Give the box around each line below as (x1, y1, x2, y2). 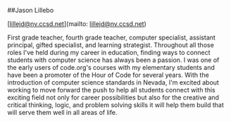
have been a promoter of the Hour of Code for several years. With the (7, 71, 209, 79)
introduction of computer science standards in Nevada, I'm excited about (7, 78, 220, 87)
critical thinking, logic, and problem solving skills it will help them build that (7, 101, 224, 109)
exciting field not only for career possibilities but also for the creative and (7, 93, 220, 102)
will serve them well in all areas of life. (7, 109, 118, 116)
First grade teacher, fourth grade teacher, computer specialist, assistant (7, 33, 216, 42)
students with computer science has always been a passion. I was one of (7, 56, 220, 64)
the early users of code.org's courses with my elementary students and (7, 63, 215, 71)
